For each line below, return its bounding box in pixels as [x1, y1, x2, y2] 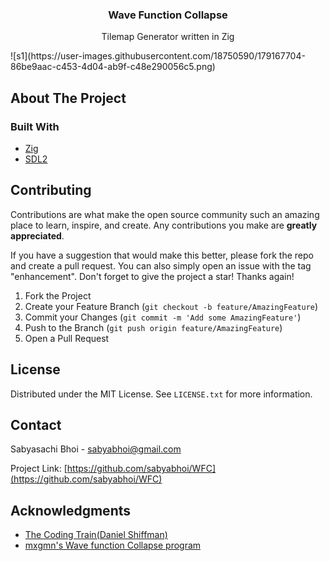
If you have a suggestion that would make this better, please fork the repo [10, 249, 314, 261]
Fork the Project [24, 289, 92, 302]
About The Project [10, 89, 127, 107]
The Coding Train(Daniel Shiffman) [24, 529, 168, 541]
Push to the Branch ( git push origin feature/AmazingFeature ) [24, 321, 283, 333]
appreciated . [10, 229, 65, 242]
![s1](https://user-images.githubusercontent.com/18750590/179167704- [10, 50, 306, 62]
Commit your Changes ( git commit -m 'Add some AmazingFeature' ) [24, 311, 302, 323]
